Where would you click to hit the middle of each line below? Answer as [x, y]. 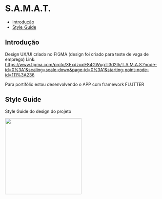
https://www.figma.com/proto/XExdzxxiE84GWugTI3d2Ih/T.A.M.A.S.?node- [81, 64]
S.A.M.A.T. [28, 9]
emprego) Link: [20, 59]
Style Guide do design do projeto [38, 111]
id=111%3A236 [20, 75]
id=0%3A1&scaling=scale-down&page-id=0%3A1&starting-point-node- [77, 70]
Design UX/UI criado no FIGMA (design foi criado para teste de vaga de [77, 54]
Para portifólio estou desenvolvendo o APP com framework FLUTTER [75, 84]
